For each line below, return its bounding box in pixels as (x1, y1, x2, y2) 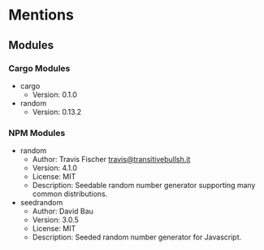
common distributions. (32, 189, 108, 199)
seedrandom (19, 198, 63, 208)
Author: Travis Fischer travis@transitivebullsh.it (32, 155, 191, 164)
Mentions (8, 6, 75, 24)
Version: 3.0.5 (32, 215, 80, 225)
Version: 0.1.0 (32, 90, 77, 99)
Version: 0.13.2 (32, 107, 82, 116)
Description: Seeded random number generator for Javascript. (32, 232, 242, 242)
